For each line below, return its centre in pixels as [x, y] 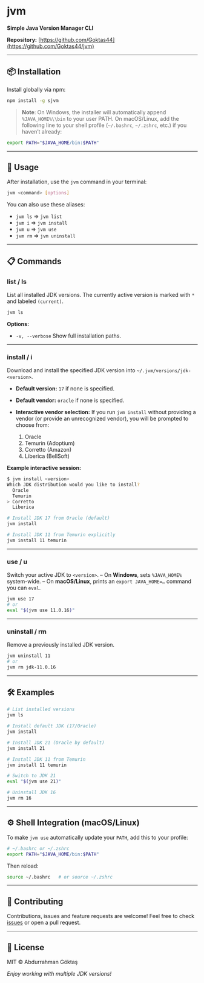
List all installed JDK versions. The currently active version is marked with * [101, 294]
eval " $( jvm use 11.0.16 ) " [41, 610]
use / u [17, 562]
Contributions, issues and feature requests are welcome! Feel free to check [101, 916]
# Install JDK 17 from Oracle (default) [59, 518]
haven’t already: [42, 131]
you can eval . [24, 588]
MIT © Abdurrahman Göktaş [42, 962]
